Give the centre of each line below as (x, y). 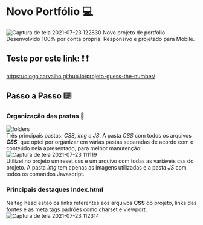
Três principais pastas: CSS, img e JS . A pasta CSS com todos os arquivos (99, 136)
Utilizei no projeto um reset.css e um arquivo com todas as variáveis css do (100, 161)
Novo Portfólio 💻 (50, 12)
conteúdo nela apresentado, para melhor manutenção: (74, 148)
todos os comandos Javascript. (45, 174)
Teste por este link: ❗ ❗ (47, 59)
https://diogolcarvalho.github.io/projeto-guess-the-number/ (81, 76)
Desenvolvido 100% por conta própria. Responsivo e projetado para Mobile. (101, 39)
